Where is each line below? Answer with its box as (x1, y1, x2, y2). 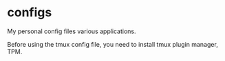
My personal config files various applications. (7, 27, 136, 35)
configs (7, 5, 52, 20)
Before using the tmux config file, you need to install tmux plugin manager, (7, 40, 218, 48)
